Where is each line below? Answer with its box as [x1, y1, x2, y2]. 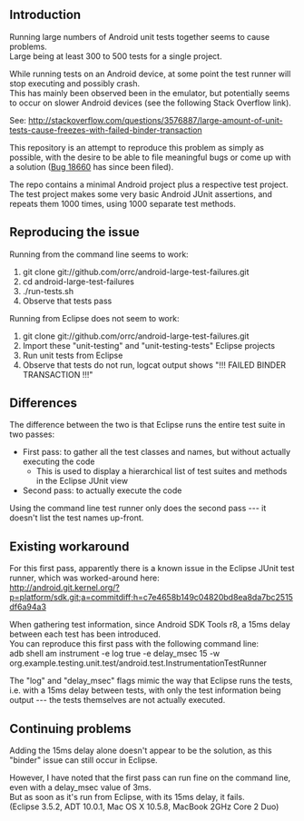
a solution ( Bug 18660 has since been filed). [9, 161, 174, 172]
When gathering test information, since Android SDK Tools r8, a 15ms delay [9, 619, 290, 630]
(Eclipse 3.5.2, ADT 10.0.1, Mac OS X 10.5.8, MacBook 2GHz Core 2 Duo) [9, 801, 279, 812]
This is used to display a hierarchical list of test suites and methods [35, 466, 288, 477]
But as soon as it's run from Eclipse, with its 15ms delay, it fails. [9, 792, 245, 803]
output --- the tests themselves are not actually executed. [9, 695, 226, 706]
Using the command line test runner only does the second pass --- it [9, 503, 267, 514]
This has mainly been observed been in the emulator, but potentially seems [9, 87, 290, 98]
